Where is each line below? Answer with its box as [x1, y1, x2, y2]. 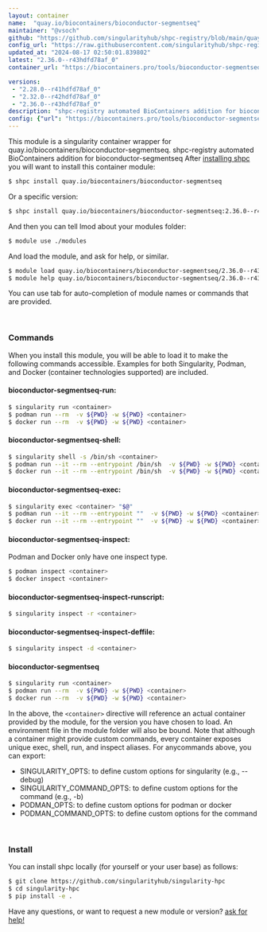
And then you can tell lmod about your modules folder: [8, 221, 187, 231]
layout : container [8, 11, 69, 20]
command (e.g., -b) [19, 792, 84, 801]
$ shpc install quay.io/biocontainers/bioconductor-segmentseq [8, 177, 222, 185]
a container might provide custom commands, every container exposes [8, 734, 242, 744]
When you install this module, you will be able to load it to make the [8, 350, 229, 360]
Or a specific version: [8, 192, 79, 201]
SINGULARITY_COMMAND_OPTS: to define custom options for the [19, 783, 238, 793]
